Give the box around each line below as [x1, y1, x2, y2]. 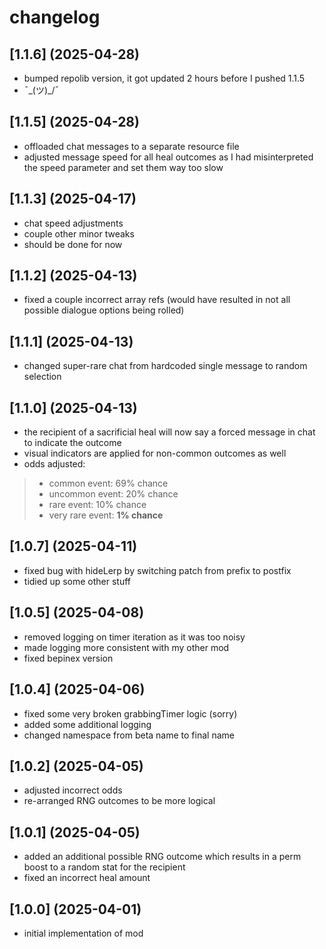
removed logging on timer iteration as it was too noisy [23, 631, 246, 643]
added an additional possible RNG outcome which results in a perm [23, 851, 302, 863]
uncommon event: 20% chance [48, 488, 179, 500]
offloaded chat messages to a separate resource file [23, 140, 240, 152]
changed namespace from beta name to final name [23, 729, 235, 741]
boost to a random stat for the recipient [23, 861, 186, 873]
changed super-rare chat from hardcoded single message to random [23, 360, 308, 372]
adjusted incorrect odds [23, 784, 123, 796]
